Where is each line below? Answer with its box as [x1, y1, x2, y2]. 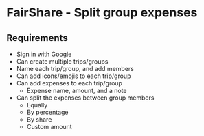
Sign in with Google [16, 50, 72, 58]
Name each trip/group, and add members [16, 65, 135, 72]
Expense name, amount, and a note [26, 87, 128, 94]
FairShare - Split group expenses [6, 5, 198, 21]
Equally [26, 101, 48, 109]
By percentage [26, 108, 69, 116]
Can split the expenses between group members [16, 94, 155, 102]
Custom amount [26, 123, 73, 131]
